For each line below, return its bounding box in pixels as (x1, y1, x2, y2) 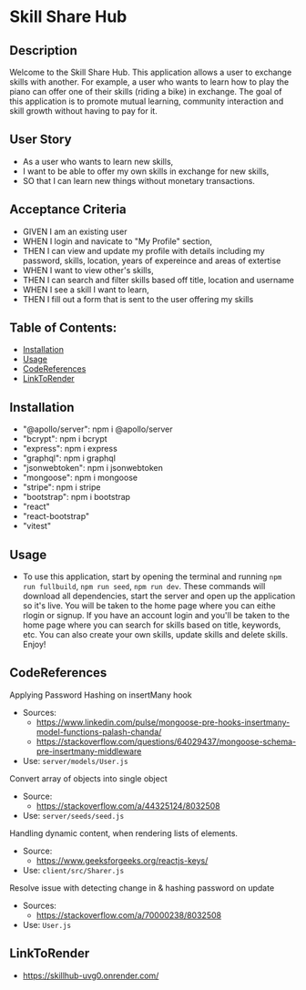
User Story (9, 132, 72, 148)
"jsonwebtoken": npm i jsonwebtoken (22, 463, 164, 474)
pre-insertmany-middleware (36, 745, 142, 757)
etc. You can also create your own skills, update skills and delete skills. (22, 629, 289, 640)
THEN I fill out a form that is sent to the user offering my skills (22, 293, 254, 304)
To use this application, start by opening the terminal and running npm (22, 571, 282, 582)
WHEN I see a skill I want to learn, (22, 284, 150, 295)
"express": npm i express (22, 444, 118, 454)
